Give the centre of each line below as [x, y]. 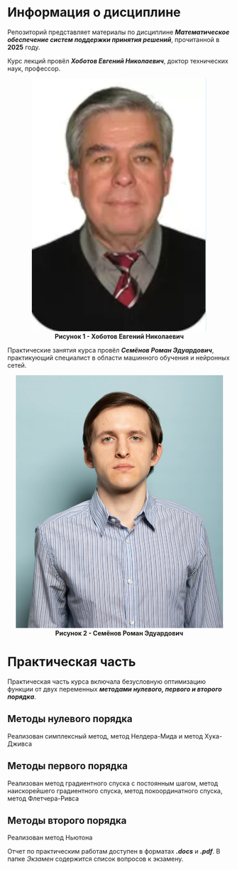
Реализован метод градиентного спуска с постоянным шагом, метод [113, 783]
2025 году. [24, 47]
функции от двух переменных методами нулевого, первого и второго [115, 689]
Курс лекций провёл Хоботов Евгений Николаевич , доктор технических [118, 60]
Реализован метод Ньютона [50, 838]
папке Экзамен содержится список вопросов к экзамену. [95, 859]
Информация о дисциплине [94, 12]
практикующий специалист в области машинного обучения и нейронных [118, 358]
